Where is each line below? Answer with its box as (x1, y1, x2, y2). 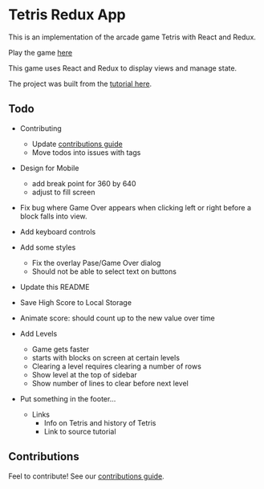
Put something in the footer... (19, 393, 116, 403)
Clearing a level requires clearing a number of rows (31, 361, 202, 371)
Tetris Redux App (8, 6, 126, 24)
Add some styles (19, 242, 76, 252)
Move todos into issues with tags (31, 147, 141, 157)
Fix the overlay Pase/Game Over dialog (31, 258, 161, 267)
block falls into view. (19, 211, 87, 221)
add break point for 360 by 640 (31, 178, 136, 188)
